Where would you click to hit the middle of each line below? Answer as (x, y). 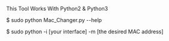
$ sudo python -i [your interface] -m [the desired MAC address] (85, 31)
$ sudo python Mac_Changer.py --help (54, 20)
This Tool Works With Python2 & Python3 (57, 9)
